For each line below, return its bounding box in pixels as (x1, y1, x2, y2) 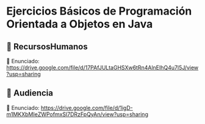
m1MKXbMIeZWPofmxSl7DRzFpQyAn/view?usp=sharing (6, 111, 148, 118)
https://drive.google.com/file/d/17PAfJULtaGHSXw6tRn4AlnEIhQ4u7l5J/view (6, 64, 199, 71)
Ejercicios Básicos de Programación (6, 4, 192, 18)
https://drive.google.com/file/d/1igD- (40, 104, 133, 111)
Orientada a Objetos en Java (6, 17, 153, 31)
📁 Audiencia (6, 88, 54, 98)
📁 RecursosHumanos (6, 41, 88, 52)
